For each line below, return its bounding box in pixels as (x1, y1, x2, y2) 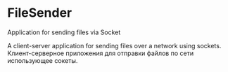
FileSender (7, 5, 72, 21)
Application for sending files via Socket (7, 28, 121, 36)
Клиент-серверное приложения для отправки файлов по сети (7, 49, 194, 57)
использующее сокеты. (7, 56, 78, 64)
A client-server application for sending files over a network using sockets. (7, 41, 222, 50)
